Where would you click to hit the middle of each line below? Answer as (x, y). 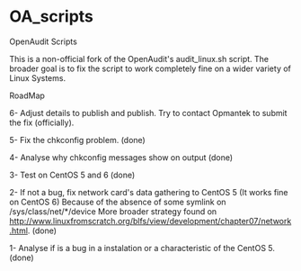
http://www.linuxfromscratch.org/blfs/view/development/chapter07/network (150, 221)
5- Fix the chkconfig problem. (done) (77, 140)
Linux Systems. (37, 77)
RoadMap (27, 95)
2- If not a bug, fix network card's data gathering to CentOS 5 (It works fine (149, 192)
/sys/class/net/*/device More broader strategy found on (113, 211)
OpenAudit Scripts (44, 41)
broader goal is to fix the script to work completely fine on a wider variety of (150, 68)
